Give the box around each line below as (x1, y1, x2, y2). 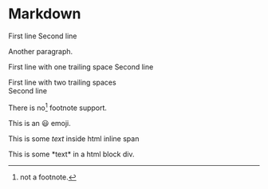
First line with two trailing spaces (8, 77, 117, 87)
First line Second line (8, 31, 77, 41)
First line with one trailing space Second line (8, 61, 154, 72)
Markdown (8, 5, 81, 23)
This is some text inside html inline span (8, 133, 140, 144)
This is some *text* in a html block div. (8, 149, 135, 159)
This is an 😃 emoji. (8, 118, 72, 128)
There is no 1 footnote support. (8, 101, 108, 112)
